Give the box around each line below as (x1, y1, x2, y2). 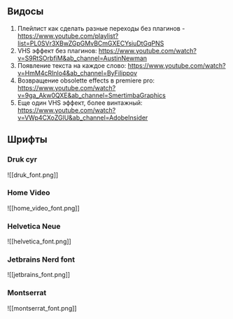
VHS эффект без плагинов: (17, 46, 97, 55)
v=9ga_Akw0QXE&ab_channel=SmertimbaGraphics (17, 91, 166, 99)
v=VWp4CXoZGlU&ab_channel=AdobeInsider (17, 113, 148, 122)
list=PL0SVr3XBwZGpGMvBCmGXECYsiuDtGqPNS (17, 38, 164, 48)
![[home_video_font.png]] (7, 204, 80, 212)
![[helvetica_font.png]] (7, 237, 71, 246)
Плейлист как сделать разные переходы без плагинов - (17, 24, 185, 32)
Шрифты (7, 134, 48, 146)
